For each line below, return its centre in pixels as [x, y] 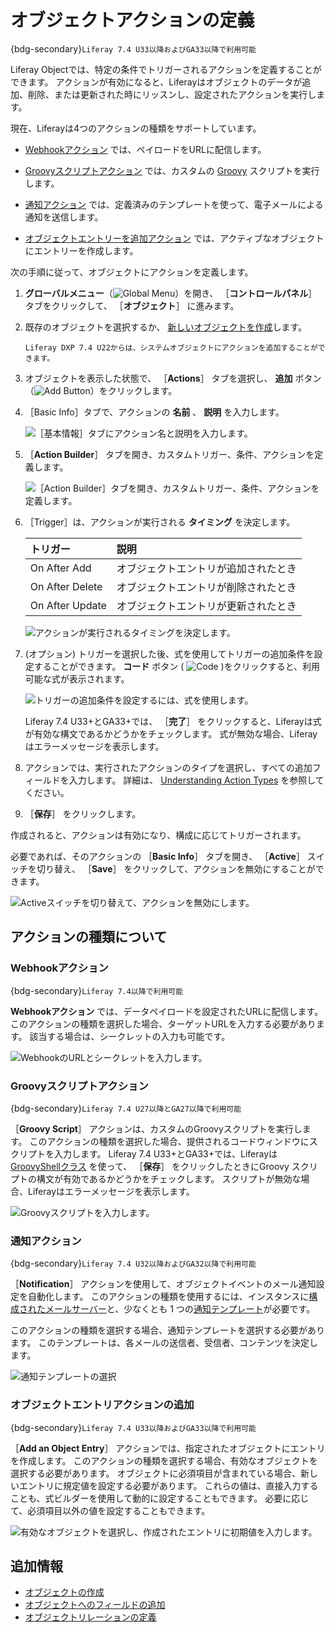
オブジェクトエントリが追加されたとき [206, 568]
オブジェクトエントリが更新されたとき [206, 606]
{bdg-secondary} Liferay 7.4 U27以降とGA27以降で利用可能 [126, 1108]
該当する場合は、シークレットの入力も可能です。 [130, 1036]
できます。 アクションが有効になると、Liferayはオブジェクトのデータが [156, 82]
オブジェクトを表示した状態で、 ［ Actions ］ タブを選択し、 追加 [158, 378]
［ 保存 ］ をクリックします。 [83, 813]
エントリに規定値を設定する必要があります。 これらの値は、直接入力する [168, 1485]
